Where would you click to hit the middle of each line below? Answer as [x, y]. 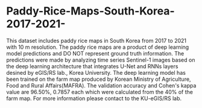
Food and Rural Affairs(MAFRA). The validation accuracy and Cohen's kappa [101, 85]
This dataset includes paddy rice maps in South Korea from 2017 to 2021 [96, 40]
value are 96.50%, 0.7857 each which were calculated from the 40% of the [99, 92]
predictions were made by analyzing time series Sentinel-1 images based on [101, 60]
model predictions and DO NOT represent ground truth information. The [95, 53]
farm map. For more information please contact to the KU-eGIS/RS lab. [94, 98]
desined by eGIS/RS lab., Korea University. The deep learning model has [96, 72]
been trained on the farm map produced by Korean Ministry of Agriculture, [99, 79]
